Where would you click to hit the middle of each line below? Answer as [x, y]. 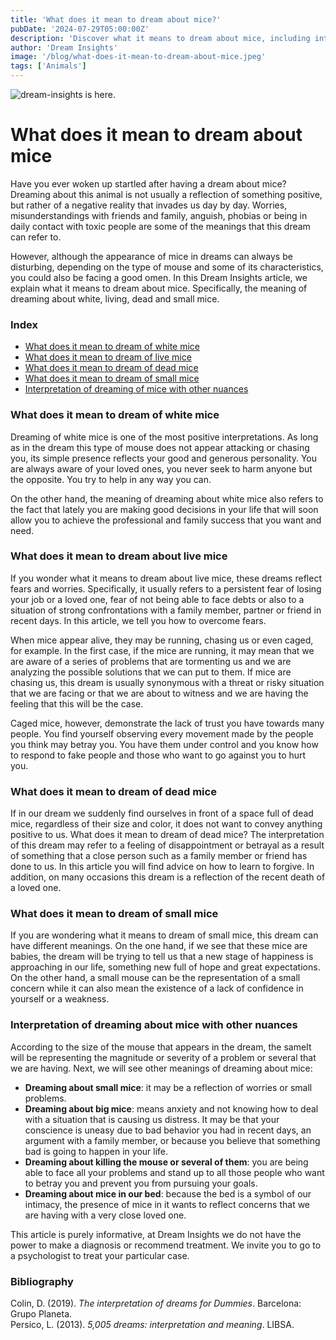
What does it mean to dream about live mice [119, 556]
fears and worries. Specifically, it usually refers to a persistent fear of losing [166, 588]
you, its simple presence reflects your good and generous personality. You [164, 458]
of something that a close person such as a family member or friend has [159, 856]
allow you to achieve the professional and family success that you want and [166, 520]
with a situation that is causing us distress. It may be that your [152, 1119]
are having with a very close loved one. [105, 1215]
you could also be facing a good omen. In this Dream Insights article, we [159, 277]
